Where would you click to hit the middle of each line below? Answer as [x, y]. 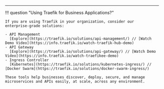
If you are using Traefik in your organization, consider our [70, 22]
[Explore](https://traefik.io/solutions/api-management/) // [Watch [81, 39]
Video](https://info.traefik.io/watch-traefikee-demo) [62, 56]
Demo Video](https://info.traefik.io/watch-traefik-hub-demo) [70, 43]
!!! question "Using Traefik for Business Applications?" [60, 12]
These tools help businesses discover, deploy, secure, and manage [75, 77]
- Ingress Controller [27, 60]
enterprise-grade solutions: [35, 26]
